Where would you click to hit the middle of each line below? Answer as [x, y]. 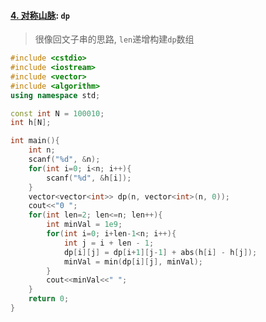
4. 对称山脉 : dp [40, 15]
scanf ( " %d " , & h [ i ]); [89, 178]
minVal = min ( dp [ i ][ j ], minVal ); [133, 261]
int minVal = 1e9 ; [84, 225]
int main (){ [35, 141]
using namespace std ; [55, 95]
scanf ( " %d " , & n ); [64, 160]
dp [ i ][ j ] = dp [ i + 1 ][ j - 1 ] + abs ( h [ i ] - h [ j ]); [160, 252]
